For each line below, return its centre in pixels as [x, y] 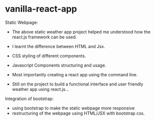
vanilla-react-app [41, 9]
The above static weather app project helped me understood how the [81, 32]
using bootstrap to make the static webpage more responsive [73, 108]
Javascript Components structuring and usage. [59, 65]
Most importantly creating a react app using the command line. [75, 74]
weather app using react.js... [40, 89]
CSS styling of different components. [49, 56]
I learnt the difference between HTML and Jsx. [59, 46]
